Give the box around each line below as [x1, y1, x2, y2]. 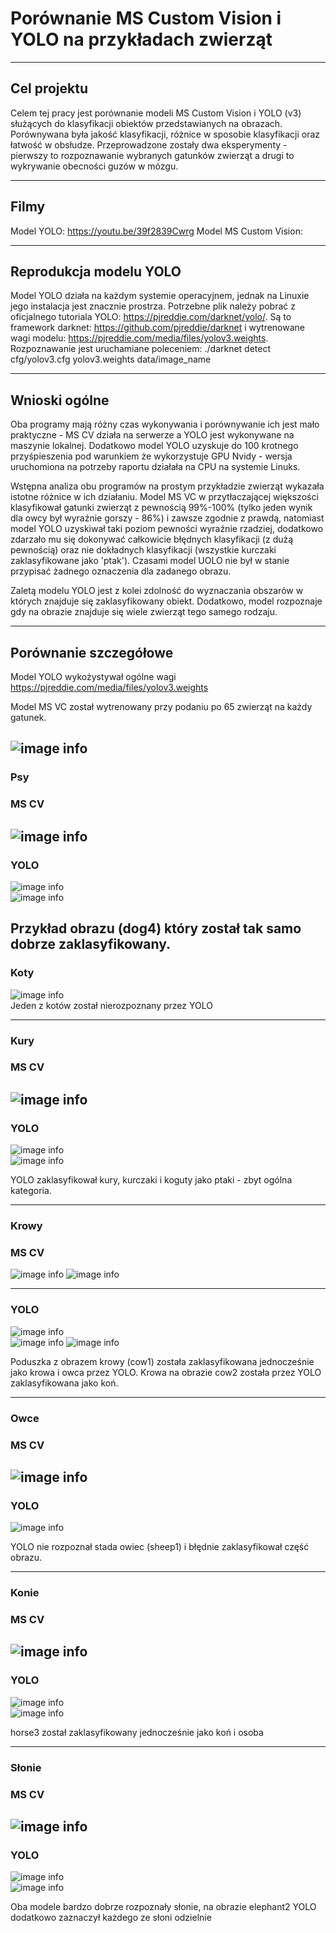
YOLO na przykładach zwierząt [10, 28, 273, 51]
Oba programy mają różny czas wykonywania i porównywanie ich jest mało [10, 418, 320, 431]
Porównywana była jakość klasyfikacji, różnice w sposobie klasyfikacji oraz [10, 128, 321, 140]
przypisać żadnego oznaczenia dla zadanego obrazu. [10, 565, 232, 577]
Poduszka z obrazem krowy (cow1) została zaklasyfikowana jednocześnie [10, 1355, 315, 1367]
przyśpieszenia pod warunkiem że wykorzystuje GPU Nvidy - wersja [10, 450, 293, 462]
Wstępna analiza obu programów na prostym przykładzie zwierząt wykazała [10, 480, 325, 492]
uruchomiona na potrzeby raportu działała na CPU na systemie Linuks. [10, 461, 301, 473]
